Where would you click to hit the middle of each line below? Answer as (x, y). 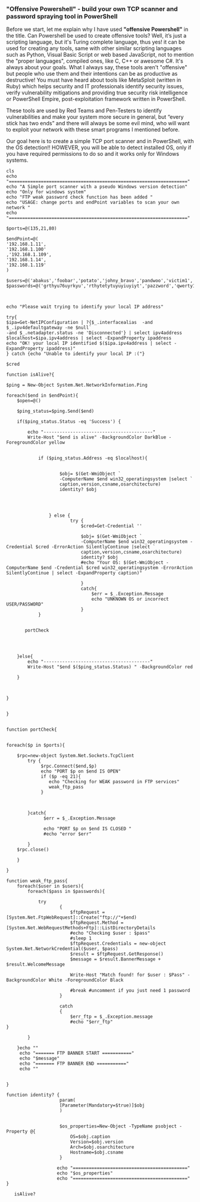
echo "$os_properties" (85, 1173)
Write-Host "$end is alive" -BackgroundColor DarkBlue (97, 437)
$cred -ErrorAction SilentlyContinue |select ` (96, 547)
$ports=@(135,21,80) (32, 228)
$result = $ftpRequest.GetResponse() (117, 954)
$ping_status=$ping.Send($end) (56, 411)
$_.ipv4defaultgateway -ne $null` (49, 328)
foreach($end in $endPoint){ (42, 395)
